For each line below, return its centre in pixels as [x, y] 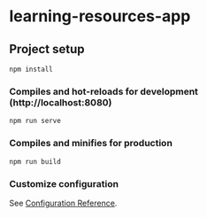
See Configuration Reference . [63, 203]
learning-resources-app [100, 16]
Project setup [47, 49]
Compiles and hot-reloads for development [104, 91]
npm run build [35, 161]
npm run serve [35, 121]
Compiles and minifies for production [91, 143]
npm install [31, 69]
